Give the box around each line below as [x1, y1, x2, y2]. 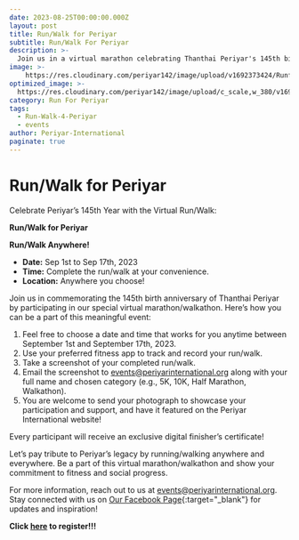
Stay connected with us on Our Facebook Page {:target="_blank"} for [9, 494, 261, 504]
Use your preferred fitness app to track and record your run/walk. [21, 348, 263, 359]
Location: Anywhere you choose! [21, 275, 145, 286]
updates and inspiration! [9, 504, 98, 514]
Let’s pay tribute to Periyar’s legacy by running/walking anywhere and [9, 448, 265, 459]
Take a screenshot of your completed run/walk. [21, 357, 196, 367]
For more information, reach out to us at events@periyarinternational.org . [9, 484, 278, 495]
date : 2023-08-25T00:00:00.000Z [9, 12, 129, 22]
